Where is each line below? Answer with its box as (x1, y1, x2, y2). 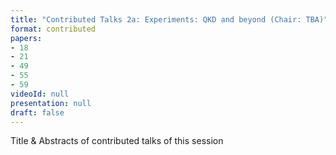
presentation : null (10, 98, 92, 108)
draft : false (10, 107, 65, 118)
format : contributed (10, 24, 97, 34)
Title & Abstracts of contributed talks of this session (10, 135, 224, 147)
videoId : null (10, 89, 70, 99)
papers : (10, 33, 43, 43)
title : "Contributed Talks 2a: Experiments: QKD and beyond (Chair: (10, 14, 302, 25)
